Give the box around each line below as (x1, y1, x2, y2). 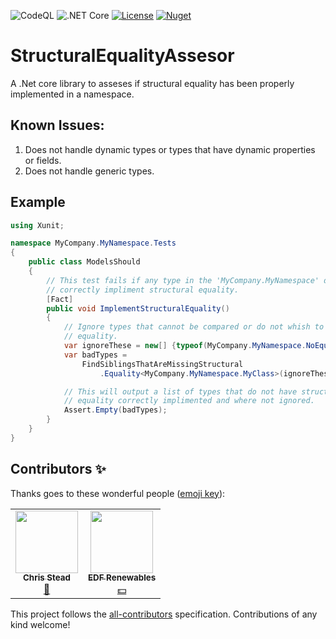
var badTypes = (63, 350, 128, 360)
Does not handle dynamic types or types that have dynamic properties (24, 143, 316, 155)
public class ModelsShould (28, 257, 141, 267)
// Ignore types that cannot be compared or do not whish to (63, 322, 325, 332)
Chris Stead (23, 572, 71, 584)
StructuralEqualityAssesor (10, 45, 235, 67)
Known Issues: (10, 117, 105, 134)
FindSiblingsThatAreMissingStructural (81, 359, 244, 369)
